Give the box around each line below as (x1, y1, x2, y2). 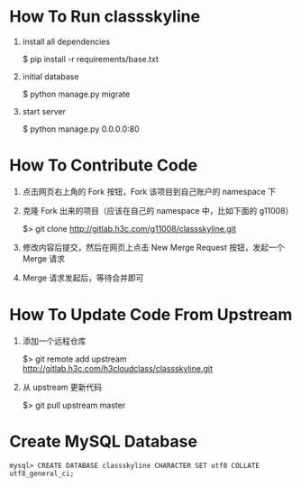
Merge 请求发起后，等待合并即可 (22, 272, 144, 283)
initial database (22, 70, 79, 82)
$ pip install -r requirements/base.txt (22, 53, 160, 64)
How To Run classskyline (9, 6, 201, 27)
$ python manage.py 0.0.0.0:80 (22, 124, 140, 134)
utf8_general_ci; (9, 469, 75, 478)
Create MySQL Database (9, 431, 198, 452)
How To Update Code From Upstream (9, 305, 293, 326)
